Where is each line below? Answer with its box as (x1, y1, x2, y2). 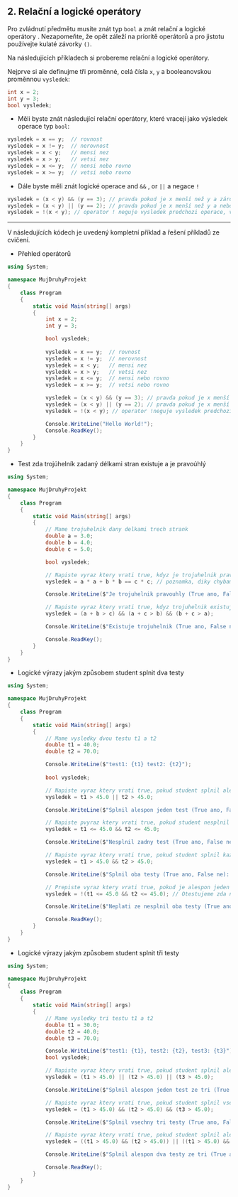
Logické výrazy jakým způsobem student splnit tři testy (17, 948, 179, 957)
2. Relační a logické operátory (7, 6, 142, 18)
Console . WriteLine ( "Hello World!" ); (45, 420, 154, 427)
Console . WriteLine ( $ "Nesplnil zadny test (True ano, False (45, 839, 223, 846)
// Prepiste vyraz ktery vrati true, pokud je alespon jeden (45, 884, 230, 891)
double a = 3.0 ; (45, 532, 93, 540)
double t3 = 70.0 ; (45, 1034, 100, 1042)
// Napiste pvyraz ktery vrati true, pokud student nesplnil (45, 819, 230, 827)
